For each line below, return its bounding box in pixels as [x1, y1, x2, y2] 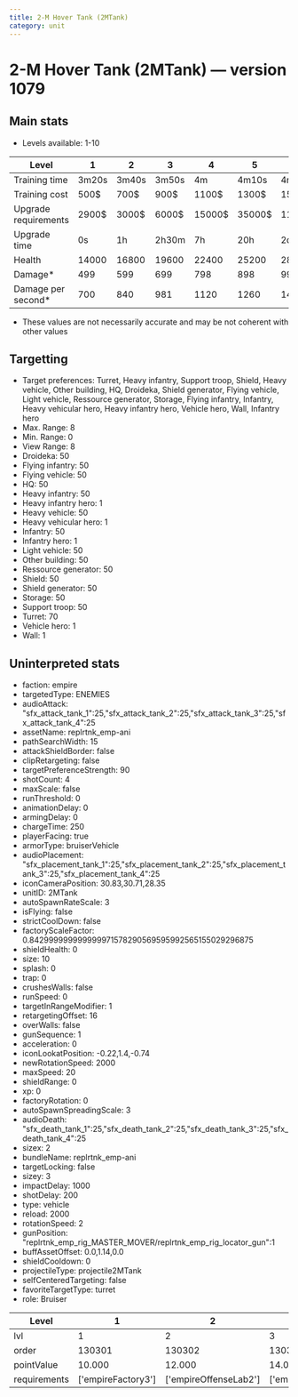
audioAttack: [21, 699, 69, 710]
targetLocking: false [21, 1161, 96, 1172]
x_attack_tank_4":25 [21, 718, 96, 728]
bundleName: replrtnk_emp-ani [21, 1152, 137, 1163]
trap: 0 [21, 973, 47, 984]
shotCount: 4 [21, 775, 71, 785]
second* [13, 293, 51, 306]
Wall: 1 [21, 630, 46, 641]
